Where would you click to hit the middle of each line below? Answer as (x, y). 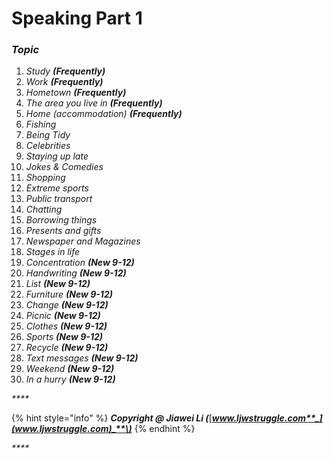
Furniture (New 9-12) (69, 294)
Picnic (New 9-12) (63, 316)
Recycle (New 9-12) (67, 348)
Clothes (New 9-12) (66, 326)
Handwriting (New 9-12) (76, 273)
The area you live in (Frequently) (94, 103)
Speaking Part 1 (77, 18)
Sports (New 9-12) (64, 337)
